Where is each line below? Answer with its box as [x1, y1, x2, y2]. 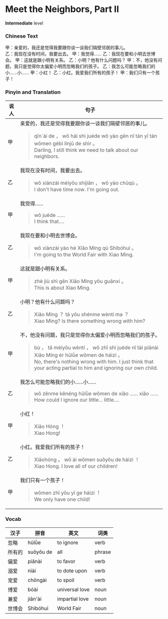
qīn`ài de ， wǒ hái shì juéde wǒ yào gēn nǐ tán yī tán [34, 132, 157, 139]
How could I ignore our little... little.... [34, 396, 119, 403]
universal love [57, 586, 90, 593]
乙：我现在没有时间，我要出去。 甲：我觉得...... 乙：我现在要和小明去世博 [5, 51, 156, 57]
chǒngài [27, 576, 47, 583]
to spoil [57, 576, 74, 583]
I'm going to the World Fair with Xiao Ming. [34, 251, 134, 258]
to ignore [57, 539, 78, 546]
